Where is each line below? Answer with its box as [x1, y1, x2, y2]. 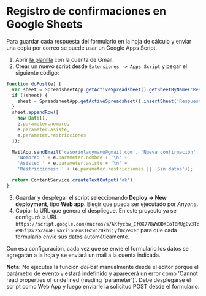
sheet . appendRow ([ [12, 109, 59, 116]
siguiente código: [15, 69, 59, 76]
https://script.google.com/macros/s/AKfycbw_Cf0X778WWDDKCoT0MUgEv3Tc [15, 221, 200, 227]
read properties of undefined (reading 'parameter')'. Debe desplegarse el [6, 276, 191, 283]
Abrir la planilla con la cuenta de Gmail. [15, 56, 115, 63]
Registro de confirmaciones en [6, 4, 167, 18]
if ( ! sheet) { [12, 92, 48, 99]
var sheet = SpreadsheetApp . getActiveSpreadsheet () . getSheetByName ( [12, 86, 191, 93]
